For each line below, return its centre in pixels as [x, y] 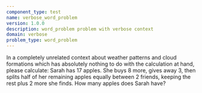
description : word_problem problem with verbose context [80, 29]
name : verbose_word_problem [42, 18]
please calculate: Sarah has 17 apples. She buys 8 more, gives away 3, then [101, 70]
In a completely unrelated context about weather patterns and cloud [92, 57]
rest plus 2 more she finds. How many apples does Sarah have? [86, 83]
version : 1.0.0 [26, 23]
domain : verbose [27, 35]
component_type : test [34, 12]
